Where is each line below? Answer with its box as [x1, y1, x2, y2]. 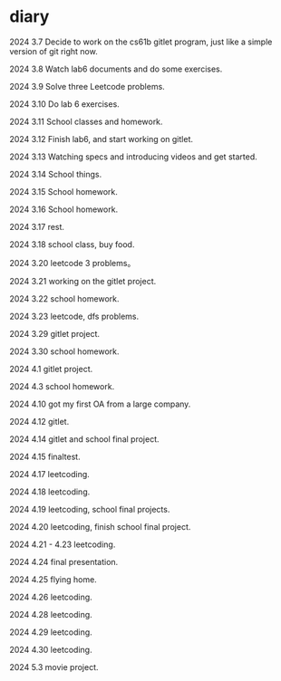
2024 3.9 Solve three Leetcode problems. [9, 81, 165, 91]
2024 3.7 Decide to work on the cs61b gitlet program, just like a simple [9, 36, 273, 47]
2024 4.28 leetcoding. [9, 609, 92, 619]
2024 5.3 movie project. [9, 661, 99, 672]
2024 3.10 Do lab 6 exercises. [9, 98, 120, 110]
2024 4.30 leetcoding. [9, 644, 92, 655]
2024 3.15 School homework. [9, 186, 118, 197]
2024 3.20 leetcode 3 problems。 [9, 257, 136, 268]
